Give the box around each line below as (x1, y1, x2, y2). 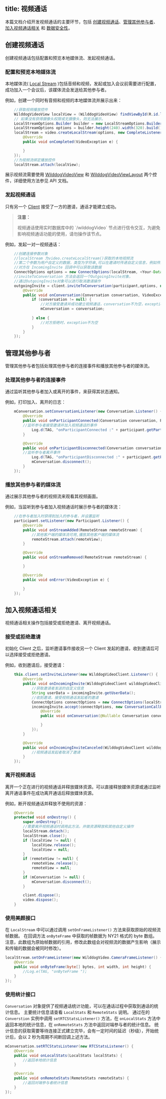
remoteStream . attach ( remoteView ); (31, 537, 103, 542)
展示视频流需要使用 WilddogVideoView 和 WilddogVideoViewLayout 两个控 (5, 172, 157, 178)
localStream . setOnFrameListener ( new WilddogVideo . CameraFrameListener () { (5, 955, 163, 961)
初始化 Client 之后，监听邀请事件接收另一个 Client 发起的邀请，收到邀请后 (5, 645, 155, 651)
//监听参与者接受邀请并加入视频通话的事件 (23, 423, 97, 428)
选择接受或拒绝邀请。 (9, 652, 53, 658)
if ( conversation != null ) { (31, 297, 92, 302)
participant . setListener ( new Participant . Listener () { (14, 518, 129, 523)
